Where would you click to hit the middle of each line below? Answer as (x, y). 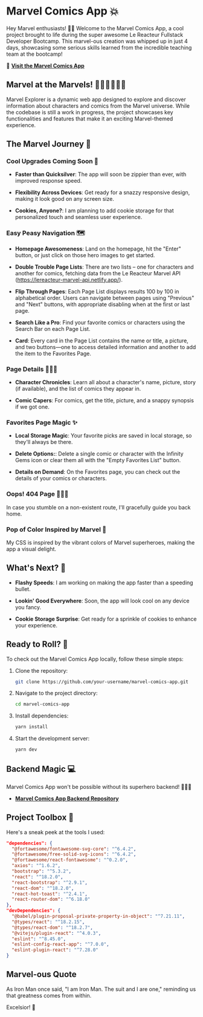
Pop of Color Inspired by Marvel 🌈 (56, 529)
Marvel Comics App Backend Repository (67, 798)
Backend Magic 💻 (41, 769)
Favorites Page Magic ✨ (42, 422)
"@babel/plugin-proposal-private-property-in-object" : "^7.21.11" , (98, 917)
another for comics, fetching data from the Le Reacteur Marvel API (98, 273)
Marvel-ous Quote (41, 974)
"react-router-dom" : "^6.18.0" (51, 900)
